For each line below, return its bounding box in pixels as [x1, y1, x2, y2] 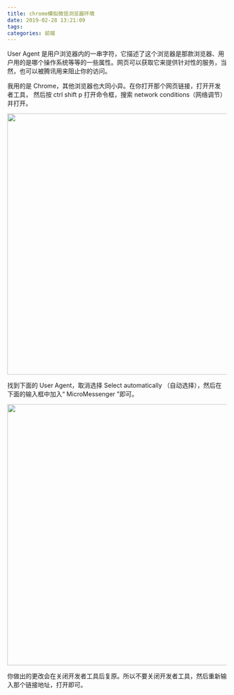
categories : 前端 [7, 29, 56, 37]
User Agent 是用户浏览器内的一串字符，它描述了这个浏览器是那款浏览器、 [7, 49, 219, 58]
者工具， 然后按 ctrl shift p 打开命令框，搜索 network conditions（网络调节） [7, 91, 226, 99]
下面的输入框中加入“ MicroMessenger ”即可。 [7, 390, 138, 398]
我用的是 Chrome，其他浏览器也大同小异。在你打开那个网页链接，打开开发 [7, 81, 221, 91]
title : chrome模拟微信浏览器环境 [7, 10, 95, 17]
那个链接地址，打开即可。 [13, 680, 87, 689]
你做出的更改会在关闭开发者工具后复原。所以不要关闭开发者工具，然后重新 [7, 672, 221, 680]
